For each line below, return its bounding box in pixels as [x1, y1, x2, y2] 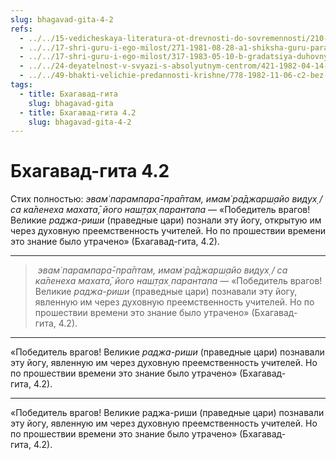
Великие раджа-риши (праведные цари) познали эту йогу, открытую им [10, 214, 322, 226]
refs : [10, 24, 33, 34]
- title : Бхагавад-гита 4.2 [19, 107, 137, 118]
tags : [10, 80, 33, 90]
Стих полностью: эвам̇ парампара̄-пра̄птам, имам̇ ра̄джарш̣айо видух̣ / [10, 193, 323, 205]
